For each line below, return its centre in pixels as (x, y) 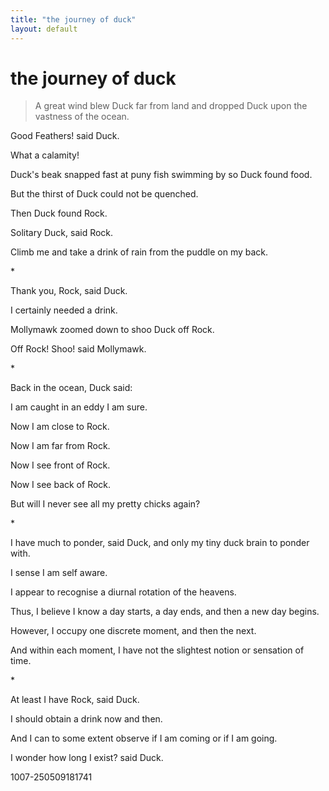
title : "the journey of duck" (73, 19)
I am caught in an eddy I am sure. (79, 407)
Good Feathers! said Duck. (65, 136)
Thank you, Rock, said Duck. (69, 291)
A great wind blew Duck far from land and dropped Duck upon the (171, 106)
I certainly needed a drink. (64, 310)
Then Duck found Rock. (59, 213)
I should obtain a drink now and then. (86, 719)
